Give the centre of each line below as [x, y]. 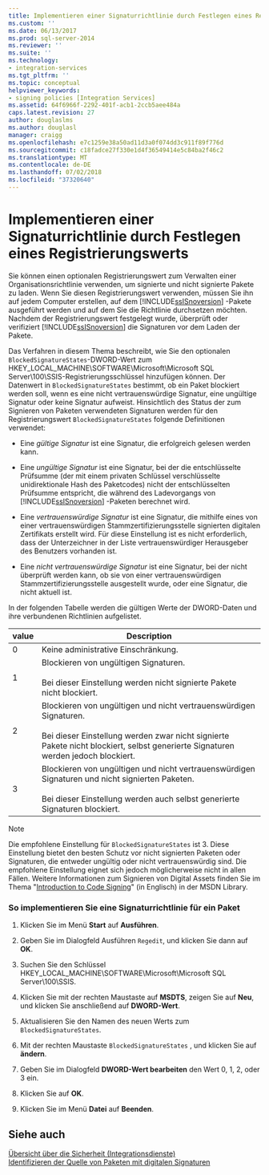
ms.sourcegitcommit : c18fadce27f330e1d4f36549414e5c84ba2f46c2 [116, 150]
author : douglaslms [41, 120]
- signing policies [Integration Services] [82, 98]
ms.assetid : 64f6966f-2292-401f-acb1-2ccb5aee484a [94, 105]
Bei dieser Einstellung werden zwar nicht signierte [135, 735]
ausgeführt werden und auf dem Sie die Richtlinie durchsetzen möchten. [128, 310]
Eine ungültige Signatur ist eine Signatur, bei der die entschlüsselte [130, 467]
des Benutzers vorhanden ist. [68, 551]
